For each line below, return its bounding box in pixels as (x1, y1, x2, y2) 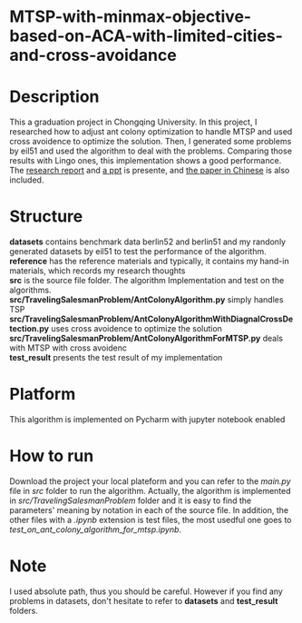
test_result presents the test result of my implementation (9, 352, 223, 363)
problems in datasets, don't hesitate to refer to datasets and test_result (9, 595, 278, 606)
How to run (9, 446, 94, 467)
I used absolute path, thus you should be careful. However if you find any (9, 586, 283, 597)
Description (9, 86, 100, 107)
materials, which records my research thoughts (9, 265, 186, 276)
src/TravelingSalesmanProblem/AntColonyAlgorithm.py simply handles (9, 294, 284, 305)
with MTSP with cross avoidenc (9, 342, 128, 353)
